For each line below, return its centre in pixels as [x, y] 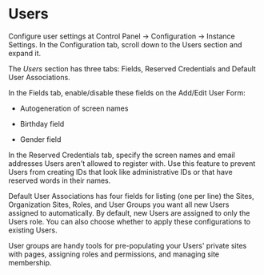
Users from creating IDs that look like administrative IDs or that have [121, 172]
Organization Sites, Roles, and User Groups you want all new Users [119, 204]
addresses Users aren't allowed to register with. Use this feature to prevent [132, 163]
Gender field [40, 139]
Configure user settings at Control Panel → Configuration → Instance [122, 36]
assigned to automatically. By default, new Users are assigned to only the [129, 212]
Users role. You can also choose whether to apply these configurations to [130, 221]
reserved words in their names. [60, 180]
